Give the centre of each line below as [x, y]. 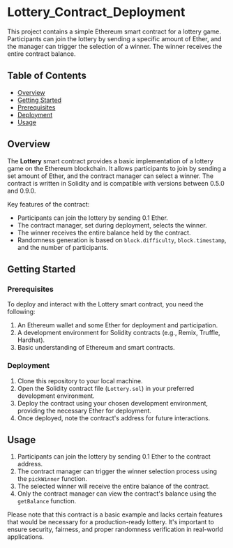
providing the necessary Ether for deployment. [84, 410]
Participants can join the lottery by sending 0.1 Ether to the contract [114, 457]
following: [21, 312]
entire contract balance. [42, 54]
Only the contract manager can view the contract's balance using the [117, 494]
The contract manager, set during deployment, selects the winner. [112, 225]
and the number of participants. [63, 247]
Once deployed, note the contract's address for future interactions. [114, 418]
